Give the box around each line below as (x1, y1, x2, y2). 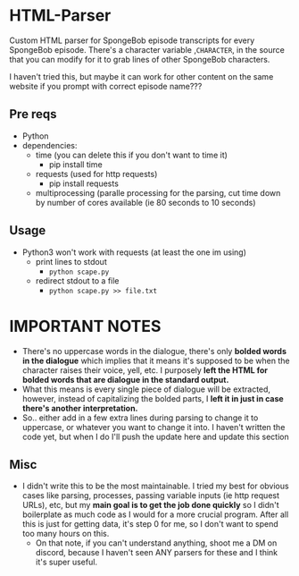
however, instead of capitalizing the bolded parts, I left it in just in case (21, 393, 284, 403)
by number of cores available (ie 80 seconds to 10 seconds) (35, 197, 256, 208)
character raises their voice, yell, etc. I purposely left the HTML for (21, 364, 269, 376)
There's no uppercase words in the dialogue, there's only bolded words (21, 345, 287, 356)
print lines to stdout (35, 256, 107, 267)
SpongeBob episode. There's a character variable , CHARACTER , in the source (9, 44, 286, 55)
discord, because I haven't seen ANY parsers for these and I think (35, 547, 278, 558)
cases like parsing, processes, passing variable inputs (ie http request (21, 490, 279, 501)
